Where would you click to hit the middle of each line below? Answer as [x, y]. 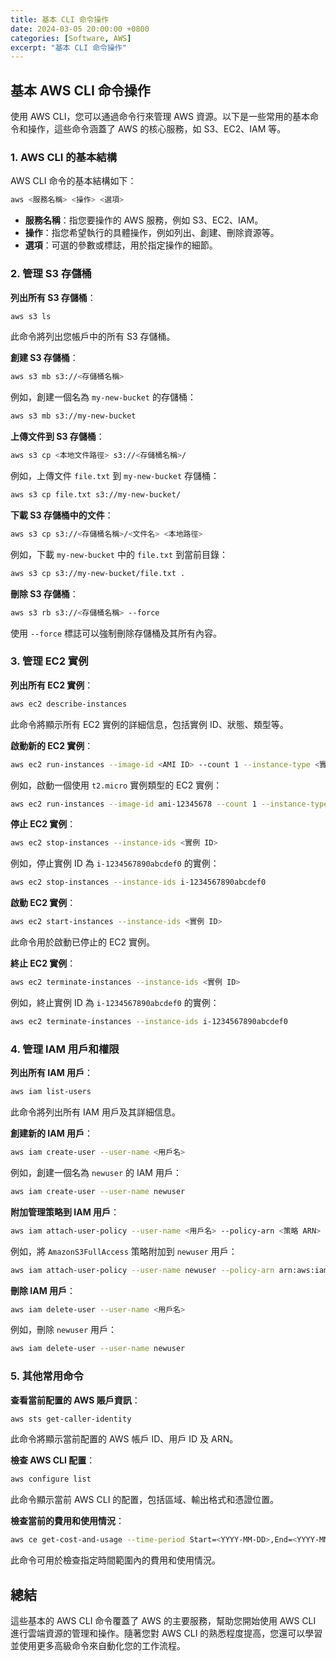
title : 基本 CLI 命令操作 [60, 19]
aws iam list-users [51, 1092]
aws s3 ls [31, 316]
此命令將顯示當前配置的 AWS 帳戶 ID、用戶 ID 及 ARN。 [124, 1439]
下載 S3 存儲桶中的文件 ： [62, 515]
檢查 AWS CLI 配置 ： [53, 1460]
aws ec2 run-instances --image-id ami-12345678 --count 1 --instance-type [169, 804]
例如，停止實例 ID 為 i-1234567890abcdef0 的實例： [115, 863]
